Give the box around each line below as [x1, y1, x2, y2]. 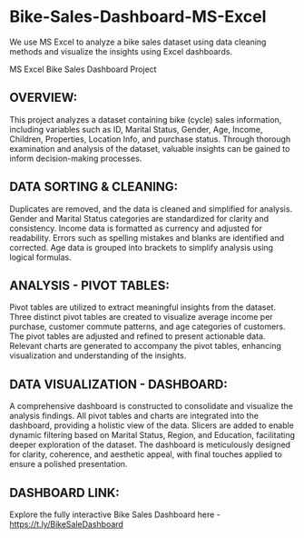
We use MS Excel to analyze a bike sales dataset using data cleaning [9, 36, 267, 47]
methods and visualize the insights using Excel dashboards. [9, 45, 233, 56]
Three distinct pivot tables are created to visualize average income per [9, 312, 274, 323]
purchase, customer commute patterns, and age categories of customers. [9, 321, 286, 333]
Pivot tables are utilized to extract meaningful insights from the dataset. [9, 302, 277, 313]
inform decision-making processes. [9, 153, 142, 164]
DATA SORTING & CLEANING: [9, 179, 179, 194]
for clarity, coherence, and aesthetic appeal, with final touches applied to [9, 449, 283, 460]
